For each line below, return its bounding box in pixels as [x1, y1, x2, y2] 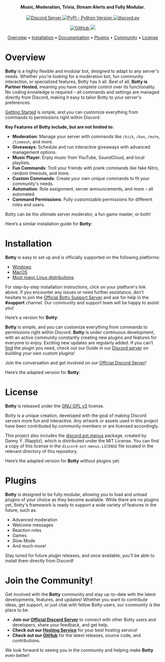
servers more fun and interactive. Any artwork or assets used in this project [5, 418, 159, 424]
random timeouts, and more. [12, 170, 70, 176]
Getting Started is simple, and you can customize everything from [5, 109, 138, 115]
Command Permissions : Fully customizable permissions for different [12, 196, 153, 202]
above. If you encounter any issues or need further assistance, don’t [5, 289, 144, 295]
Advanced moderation [12, 516, 58, 522]
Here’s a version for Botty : [5, 315, 59, 321]
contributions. [12, 637, 41, 643]
